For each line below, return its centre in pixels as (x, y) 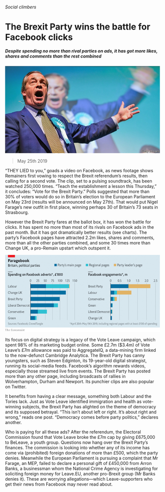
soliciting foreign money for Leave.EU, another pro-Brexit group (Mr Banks (80, 474)
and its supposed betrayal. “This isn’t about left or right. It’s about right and (81, 412)
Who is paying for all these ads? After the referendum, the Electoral (73, 432)
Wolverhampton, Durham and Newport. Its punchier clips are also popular (80, 381)
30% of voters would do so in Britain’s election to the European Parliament (80, 197)
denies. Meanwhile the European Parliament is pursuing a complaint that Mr (82, 458)
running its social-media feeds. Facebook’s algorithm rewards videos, (75, 366)
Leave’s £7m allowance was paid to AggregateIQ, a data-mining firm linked (81, 350)
